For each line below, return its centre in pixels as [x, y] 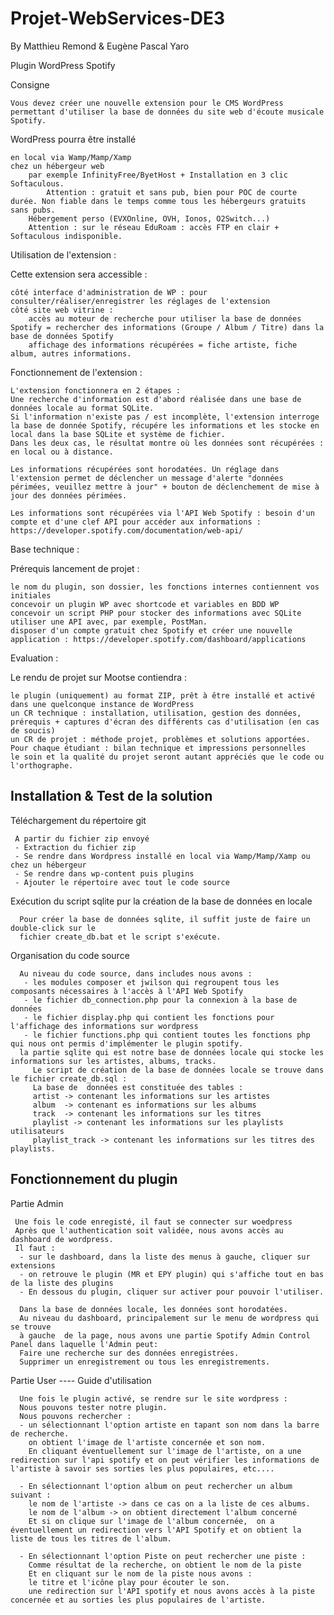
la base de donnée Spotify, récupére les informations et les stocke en [165, 425]
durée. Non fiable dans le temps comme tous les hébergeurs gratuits [158, 201]
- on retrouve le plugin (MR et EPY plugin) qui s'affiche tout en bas [172, 1274]
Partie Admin [37, 1203]
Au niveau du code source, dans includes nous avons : [136, 973]
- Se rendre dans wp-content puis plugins [104, 873]
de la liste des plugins [62, 1283]
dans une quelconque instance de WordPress [102, 704]
